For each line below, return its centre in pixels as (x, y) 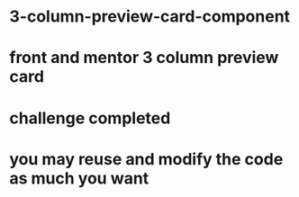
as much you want (79, 178)
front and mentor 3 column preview (144, 58)
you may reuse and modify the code (146, 159)
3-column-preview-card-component (150, 17)
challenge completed (90, 118)
